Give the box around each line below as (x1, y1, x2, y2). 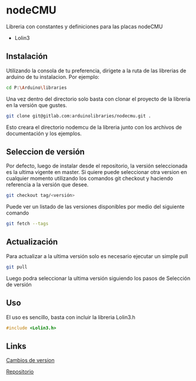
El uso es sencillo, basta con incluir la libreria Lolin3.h (6, 313, 135, 320)
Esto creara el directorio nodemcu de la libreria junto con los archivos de (6, 123, 182, 131)
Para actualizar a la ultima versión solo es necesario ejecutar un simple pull (6, 252, 188, 259)
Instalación (6, 51, 48, 62)
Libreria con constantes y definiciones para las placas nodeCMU (6, 23, 163, 30)
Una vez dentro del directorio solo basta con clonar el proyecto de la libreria (6, 95, 191, 102)
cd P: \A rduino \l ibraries (6, 85, 67, 91)
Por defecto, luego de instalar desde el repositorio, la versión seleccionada (6, 162, 188, 169)
